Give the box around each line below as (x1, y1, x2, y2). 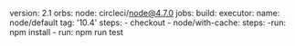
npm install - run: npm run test (9, 27, 123, 37)
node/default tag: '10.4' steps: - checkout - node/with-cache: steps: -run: (9, 17, 286, 28)
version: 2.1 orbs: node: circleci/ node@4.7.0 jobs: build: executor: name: (9, 8, 280, 18)
